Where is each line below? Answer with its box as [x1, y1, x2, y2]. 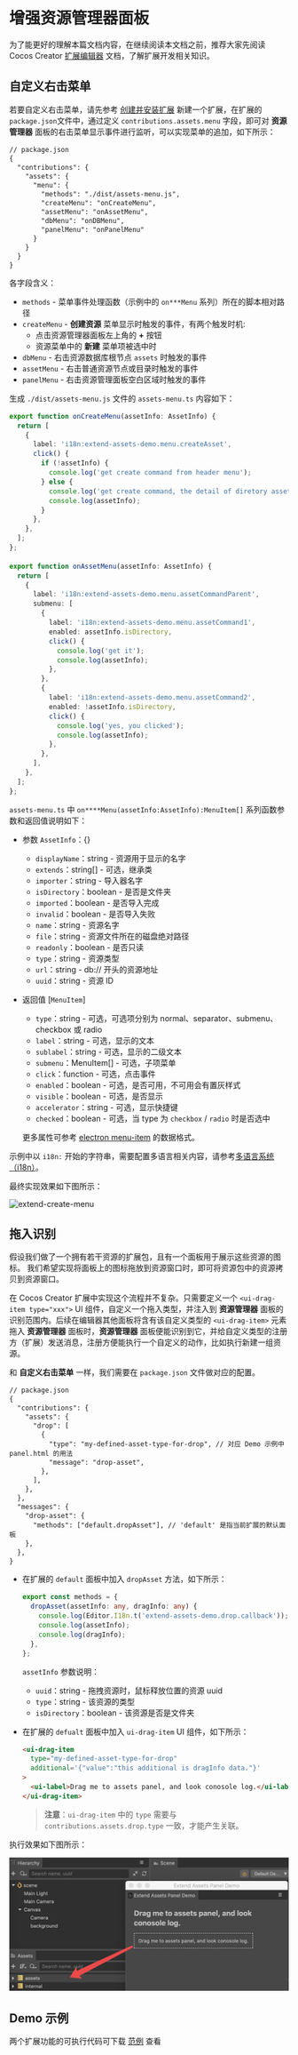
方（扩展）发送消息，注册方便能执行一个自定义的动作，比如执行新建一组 [9, 1337, 273, 1347]
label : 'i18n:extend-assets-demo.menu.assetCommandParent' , [32, 590, 260, 599]
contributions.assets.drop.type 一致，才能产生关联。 [43, 1819, 244, 1831]
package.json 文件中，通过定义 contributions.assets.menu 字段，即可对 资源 [9, 115, 287, 125]
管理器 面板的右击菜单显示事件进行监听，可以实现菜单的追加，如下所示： [9, 126, 276, 137]
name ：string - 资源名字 [35, 919, 120, 930]
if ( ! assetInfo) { [41, 459, 109, 468]
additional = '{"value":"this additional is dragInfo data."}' [30, 1763, 262, 1773]
